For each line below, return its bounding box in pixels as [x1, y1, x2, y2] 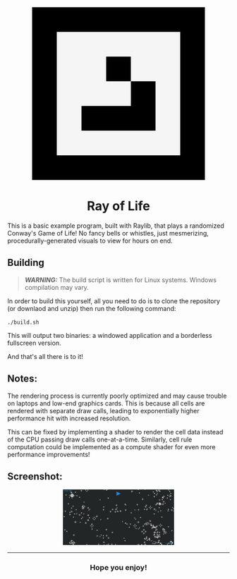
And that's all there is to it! [7, 352, 83, 360]
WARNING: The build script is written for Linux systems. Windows [24, 275, 217, 284]
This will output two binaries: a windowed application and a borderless [7, 331, 212, 339]
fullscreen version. [7, 339, 61, 347]
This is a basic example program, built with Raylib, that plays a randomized [7, 221, 224, 230]
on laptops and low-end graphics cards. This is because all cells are [7, 398, 205, 408]
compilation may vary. [24, 283, 90, 291]
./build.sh [7, 319, 39, 326]
